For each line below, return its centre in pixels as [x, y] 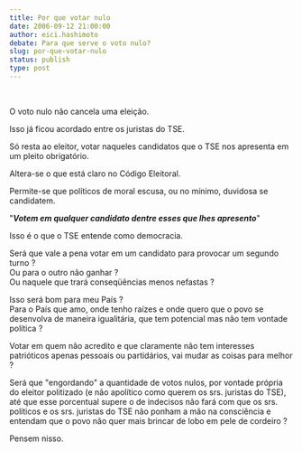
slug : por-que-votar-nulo [58, 52]
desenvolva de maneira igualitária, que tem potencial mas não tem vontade [149, 318]
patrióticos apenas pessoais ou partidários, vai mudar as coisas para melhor [151, 355]
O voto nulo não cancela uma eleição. [79, 111]
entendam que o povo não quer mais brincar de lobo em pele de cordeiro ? [148, 420]
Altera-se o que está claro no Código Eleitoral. [95, 174]
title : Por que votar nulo [60, 18]
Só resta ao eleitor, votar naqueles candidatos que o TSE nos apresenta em [149, 146]
